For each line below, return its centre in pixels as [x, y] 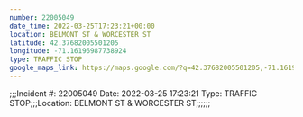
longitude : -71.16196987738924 [68, 51]
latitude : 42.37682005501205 [64, 43]
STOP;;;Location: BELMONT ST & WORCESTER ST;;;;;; [110, 103]
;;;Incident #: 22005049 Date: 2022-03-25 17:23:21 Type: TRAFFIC [133, 93]
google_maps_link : [44, 68]
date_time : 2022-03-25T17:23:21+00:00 [82, 26]
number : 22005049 [42, 18]
